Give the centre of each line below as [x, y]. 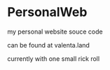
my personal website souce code [55, 31]
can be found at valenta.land [48, 45]
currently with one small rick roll [54, 58]
